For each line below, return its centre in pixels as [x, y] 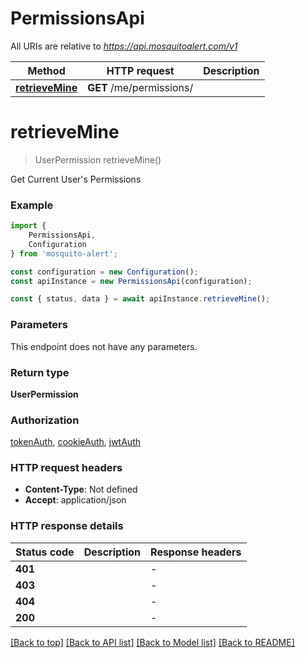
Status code [45, 552]
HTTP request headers [66, 468]
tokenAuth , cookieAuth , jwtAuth [75, 442]
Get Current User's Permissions [76, 179]
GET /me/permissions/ [140, 87]
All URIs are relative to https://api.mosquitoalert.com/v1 [124, 46]
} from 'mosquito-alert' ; [64, 253]
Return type [40, 372]
